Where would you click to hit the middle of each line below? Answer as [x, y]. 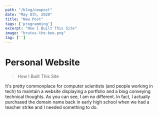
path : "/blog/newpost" [29, 10]
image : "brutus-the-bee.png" [35, 33]
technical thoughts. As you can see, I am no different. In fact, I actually [78, 96]
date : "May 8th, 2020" [29, 14]
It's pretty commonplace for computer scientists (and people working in [79, 86]
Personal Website [42, 62]
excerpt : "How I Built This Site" [41, 28]
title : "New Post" [24, 19]
